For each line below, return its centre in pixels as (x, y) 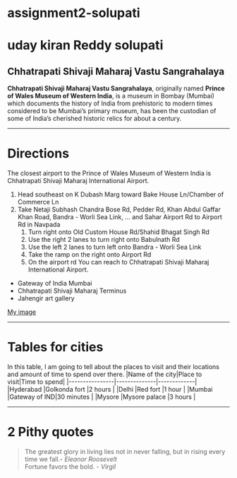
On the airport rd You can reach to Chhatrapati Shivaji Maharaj (119, 262)
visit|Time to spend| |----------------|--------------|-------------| (102, 382)
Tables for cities (55, 347)
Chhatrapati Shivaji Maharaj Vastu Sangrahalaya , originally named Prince (116, 88)
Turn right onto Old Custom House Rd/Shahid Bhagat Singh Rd (119, 232)
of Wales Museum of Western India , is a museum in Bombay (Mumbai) (111, 96)
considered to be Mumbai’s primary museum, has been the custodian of (112, 111)
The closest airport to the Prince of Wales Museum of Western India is (109, 173)
